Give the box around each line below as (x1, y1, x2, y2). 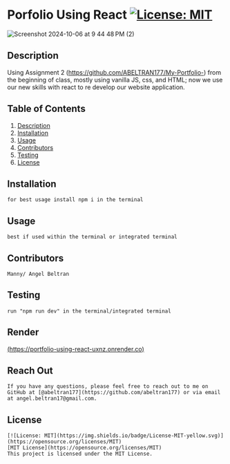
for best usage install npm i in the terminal (7, 196, 144, 203)
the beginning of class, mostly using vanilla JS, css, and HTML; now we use (7, 75, 223, 84)
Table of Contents (7, 103, 86, 115)
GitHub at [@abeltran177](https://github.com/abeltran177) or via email (7, 389, 221, 396)
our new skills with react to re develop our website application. (7, 83, 185, 91)
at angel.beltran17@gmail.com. (7, 395, 97, 402)
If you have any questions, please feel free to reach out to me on (7, 383, 209, 390)
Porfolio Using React (7, 7, 128, 23)
